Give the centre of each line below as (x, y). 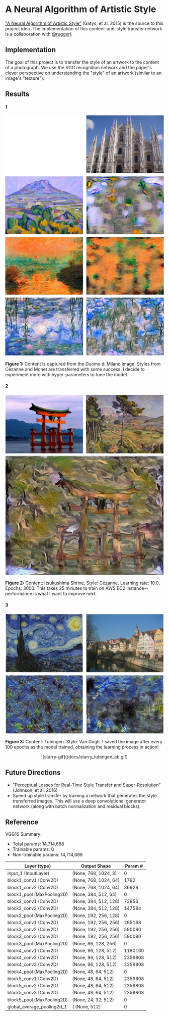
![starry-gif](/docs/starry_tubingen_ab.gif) (84, 756)
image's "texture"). (25, 78)
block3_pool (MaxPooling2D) (38, 943)
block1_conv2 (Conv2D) (33, 887)
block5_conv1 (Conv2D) (33, 979)
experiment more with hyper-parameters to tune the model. (67, 374)
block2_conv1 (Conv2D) (33, 901)
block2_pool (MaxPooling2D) (38, 916)
